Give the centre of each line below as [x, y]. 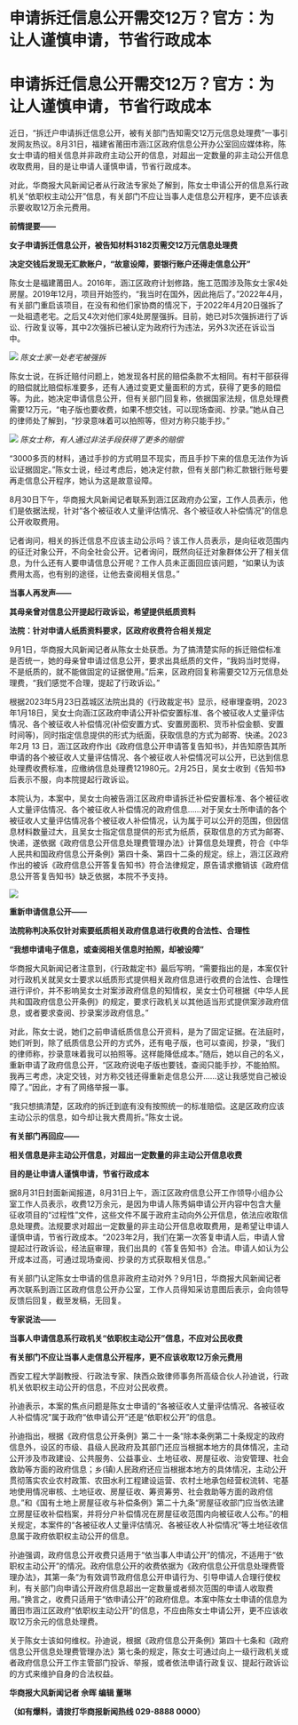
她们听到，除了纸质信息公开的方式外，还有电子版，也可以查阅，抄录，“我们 [147, 1043]
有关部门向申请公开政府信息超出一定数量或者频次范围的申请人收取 [145, 1588]
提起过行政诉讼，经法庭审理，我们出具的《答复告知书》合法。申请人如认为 [145, 1249]
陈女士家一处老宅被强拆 [63, 357]
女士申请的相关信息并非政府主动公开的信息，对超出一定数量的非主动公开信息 [149, 156]
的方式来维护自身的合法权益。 [63, 1674]
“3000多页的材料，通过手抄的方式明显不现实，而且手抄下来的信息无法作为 [145, 459]
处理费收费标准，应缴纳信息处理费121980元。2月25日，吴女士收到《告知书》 [147, 769]
